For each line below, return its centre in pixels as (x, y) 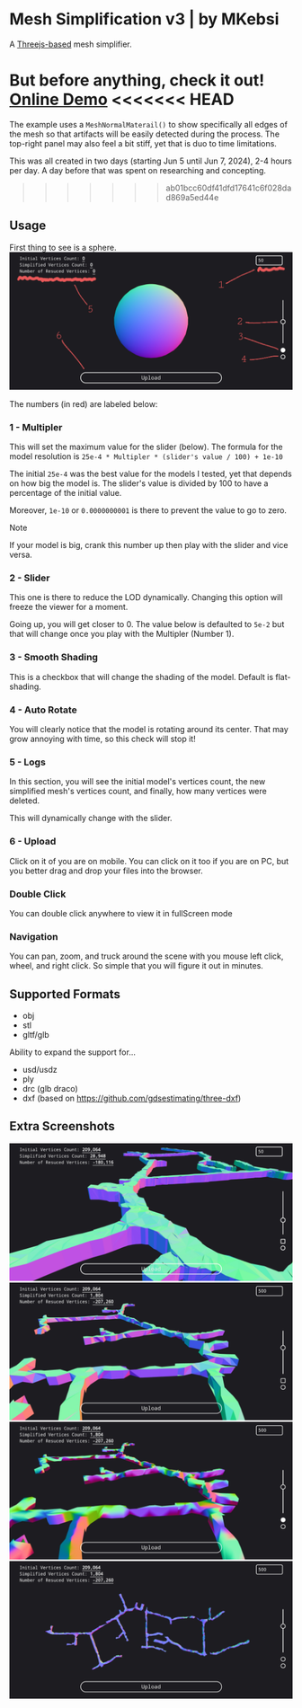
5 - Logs (28, 762)
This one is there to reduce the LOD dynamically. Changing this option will (146, 597)
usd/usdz (40, 1069)
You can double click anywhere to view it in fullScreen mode (121, 913)
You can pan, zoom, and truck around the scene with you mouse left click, (147, 956)
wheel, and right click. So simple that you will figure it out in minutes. (136, 966)
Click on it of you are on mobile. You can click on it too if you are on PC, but (149, 861)
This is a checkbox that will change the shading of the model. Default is (142, 677)
